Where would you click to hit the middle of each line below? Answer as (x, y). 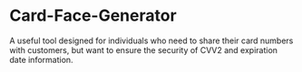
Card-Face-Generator (93, 16)
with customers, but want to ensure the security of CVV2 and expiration (144, 49)
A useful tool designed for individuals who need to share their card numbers (151, 40)
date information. (42, 59)
